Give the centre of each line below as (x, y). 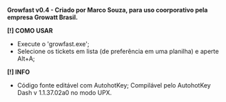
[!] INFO (19, 72)
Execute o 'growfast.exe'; (53, 44)
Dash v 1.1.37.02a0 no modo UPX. (64, 93)
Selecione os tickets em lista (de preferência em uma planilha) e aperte (118, 51)
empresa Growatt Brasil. (42, 17)
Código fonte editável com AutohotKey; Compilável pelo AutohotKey (114, 85)
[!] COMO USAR (30, 31)
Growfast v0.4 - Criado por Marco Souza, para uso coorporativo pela (107, 10)
